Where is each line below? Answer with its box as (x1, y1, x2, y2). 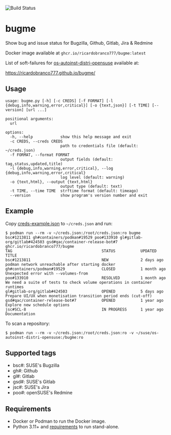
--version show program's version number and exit (10, 193, 147, 198)
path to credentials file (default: (60, 143, 139, 149)
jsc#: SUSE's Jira (12, 384, 50, 390)
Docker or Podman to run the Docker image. (12, 418, 106, 424)
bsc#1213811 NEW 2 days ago (5, 257, 164, 262)
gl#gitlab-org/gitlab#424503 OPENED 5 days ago (5, 288, 164, 294)
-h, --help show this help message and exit (10, 134, 132, 139)
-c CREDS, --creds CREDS (10, 139, 63, 144)
